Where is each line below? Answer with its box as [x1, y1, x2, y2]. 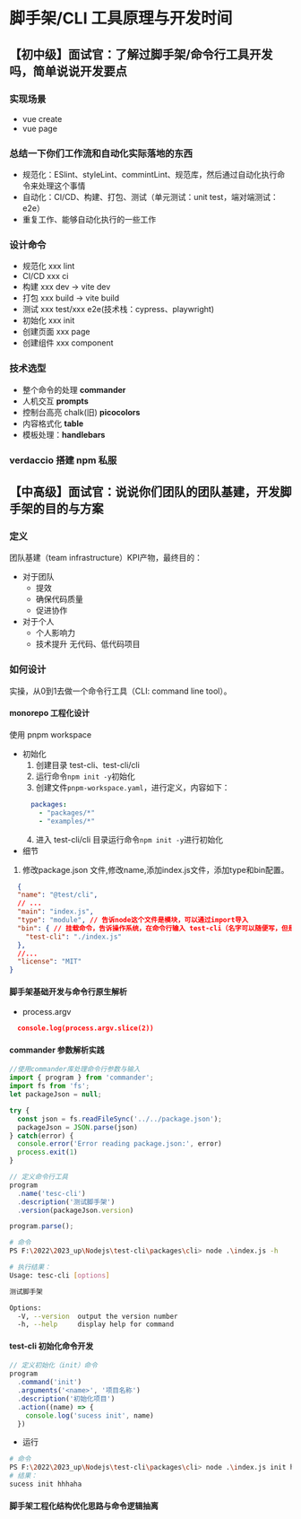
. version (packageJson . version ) [17, 1206, 134, 1215]
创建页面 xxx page [21, 327, 90, 337]
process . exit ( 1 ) [17, 1148, 78, 1157]
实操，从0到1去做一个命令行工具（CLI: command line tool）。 [9, 685, 232, 696]
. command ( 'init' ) [17, 1378, 82, 1387]
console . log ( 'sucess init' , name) [25, 1410, 154, 1420]
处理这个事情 [38, 180, 86, 191]
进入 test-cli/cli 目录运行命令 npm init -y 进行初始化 [35, 834, 224, 844]
